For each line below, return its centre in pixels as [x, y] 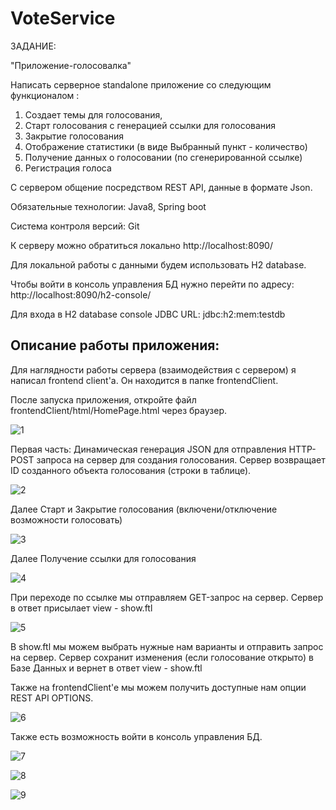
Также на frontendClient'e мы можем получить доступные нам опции [158, 687]
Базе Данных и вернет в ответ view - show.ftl [106, 668]
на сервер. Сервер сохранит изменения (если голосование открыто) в [162, 657]
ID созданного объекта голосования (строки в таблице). [131, 470]
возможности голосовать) [66, 519]
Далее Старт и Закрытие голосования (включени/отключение [144, 509]
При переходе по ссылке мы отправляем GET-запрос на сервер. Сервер [167, 597]
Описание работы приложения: [115, 345]
